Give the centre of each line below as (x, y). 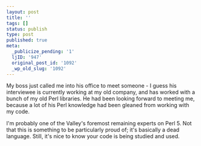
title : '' (19, 18)
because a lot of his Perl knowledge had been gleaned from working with (98, 105)
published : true (27, 40)
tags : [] (17, 23)
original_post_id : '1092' (45, 63)
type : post (20, 35)
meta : (13, 46)
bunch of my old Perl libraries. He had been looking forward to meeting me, (101, 99)
